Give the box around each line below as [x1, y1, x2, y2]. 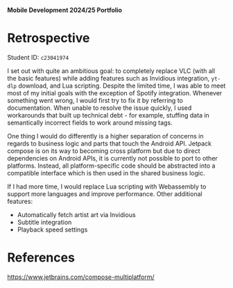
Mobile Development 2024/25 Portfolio [7, 6, 123, 14]
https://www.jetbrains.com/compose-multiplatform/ [7, 273, 155, 281]
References [7, 250, 75, 266]
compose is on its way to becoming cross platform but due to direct [7, 146, 200, 155]
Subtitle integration [17, 218, 72, 226]
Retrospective [7, 31, 90, 46]
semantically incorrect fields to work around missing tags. [7, 118, 173, 127]
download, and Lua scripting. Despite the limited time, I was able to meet [18, 81, 226, 90]
